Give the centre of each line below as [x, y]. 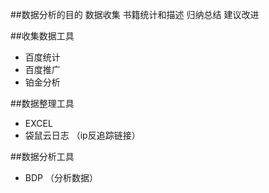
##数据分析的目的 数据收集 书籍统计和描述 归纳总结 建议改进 [135, 14]
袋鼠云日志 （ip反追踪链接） [82, 135]
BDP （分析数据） [61, 177]
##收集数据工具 [42, 36]
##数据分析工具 [42, 156]
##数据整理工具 [42, 103]
